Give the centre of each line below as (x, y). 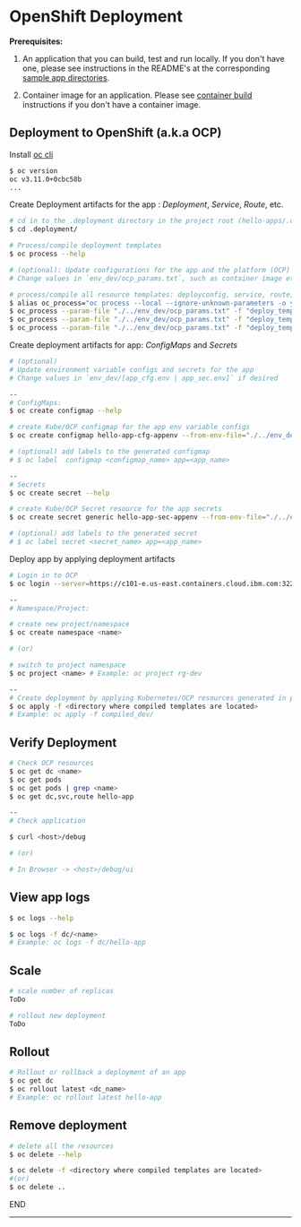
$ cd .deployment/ (43, 229)
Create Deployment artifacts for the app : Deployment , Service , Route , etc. (146, 204)
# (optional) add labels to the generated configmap (110, 452)
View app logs (50, 898)
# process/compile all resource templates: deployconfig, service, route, (152, 294)
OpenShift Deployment (96, 17)
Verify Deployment (63, 743)
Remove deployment (68, 1125)
